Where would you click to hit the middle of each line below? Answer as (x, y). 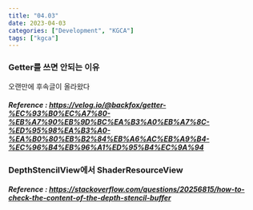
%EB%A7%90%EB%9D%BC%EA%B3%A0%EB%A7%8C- (109, 122)
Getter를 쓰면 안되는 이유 (54, 67)
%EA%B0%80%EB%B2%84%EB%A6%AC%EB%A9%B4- (109, 139)
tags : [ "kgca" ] (34, 38)
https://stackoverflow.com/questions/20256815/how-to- (147, 189)
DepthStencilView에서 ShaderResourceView (96, 170)
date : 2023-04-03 (37, 23)
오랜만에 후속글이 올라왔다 (49, 86)
